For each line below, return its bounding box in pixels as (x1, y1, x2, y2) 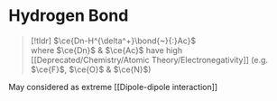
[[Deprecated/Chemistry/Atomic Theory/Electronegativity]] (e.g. (30, 54, 268, 65)
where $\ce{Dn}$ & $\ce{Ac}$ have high (30, 44, 182, 55)
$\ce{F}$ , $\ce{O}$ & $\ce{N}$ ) (30, 64, 152, 75)
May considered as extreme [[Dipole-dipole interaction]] (8, 81, 218, 92)
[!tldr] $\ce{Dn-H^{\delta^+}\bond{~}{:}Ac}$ (30, 35, 196, 46)
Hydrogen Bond (8, 5, 129, 26)
